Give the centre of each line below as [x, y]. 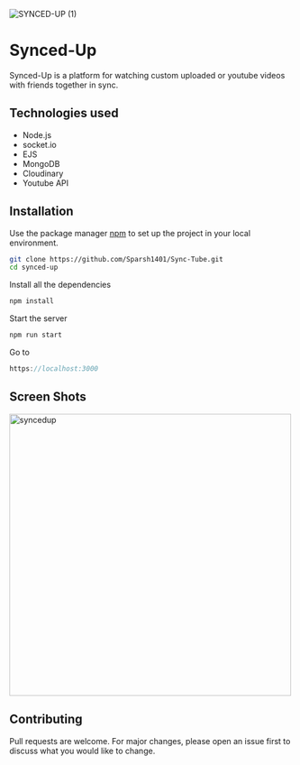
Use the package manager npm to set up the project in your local [130, 233]
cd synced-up [34, 267]
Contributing [46, 719]
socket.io [39, 144]
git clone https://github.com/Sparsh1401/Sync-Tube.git [116, 259]
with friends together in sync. [64, 85]
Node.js [37, 134]
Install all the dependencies [60, 285]
